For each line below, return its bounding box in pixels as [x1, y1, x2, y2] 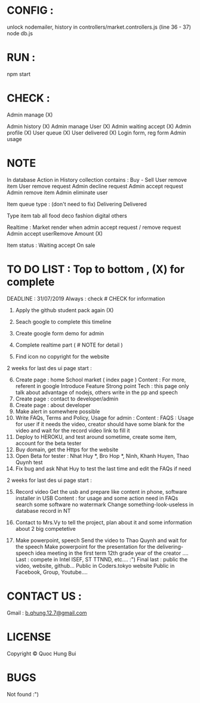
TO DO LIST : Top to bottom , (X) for [7, 262, 185, 276]
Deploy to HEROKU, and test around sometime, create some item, [15, 433, 177, 440]
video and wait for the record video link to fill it [15, 427, 130, 434]
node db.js [7, 29, 33, 36]
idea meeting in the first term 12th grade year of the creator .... [35, 549, 189, 557]
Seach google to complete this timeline [15, 318, 112, 325]
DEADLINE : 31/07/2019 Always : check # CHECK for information [7, 295, 165, 302]
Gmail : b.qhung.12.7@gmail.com [7, 609, 87, 616]
